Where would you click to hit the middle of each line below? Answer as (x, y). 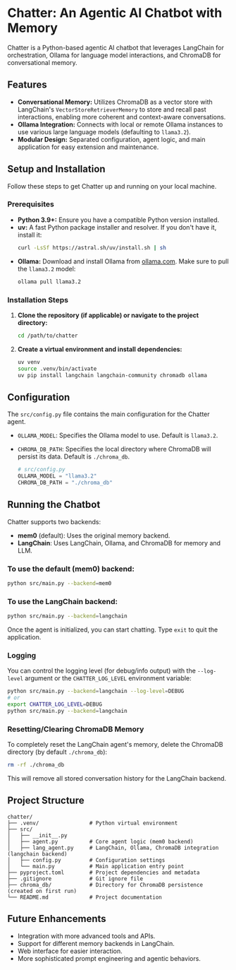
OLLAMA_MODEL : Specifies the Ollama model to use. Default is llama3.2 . (118, 435)
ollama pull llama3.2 (49, 282)
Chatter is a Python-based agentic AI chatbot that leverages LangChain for (116, 47)
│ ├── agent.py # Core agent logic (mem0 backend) (100, 841)
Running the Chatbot (54, 505)
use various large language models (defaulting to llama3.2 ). (104, 131)
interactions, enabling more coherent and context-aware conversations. (122, 117)
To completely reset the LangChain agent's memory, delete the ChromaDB (115, 745)
